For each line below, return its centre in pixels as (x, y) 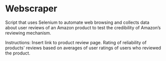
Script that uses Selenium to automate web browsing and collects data (77, 22)
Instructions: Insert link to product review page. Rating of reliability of (76, 42)
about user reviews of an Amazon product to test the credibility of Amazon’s (83, 27)
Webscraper (31, 9)
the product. (18, 53)
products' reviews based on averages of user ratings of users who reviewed (83, 48)
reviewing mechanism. (28, 33)
